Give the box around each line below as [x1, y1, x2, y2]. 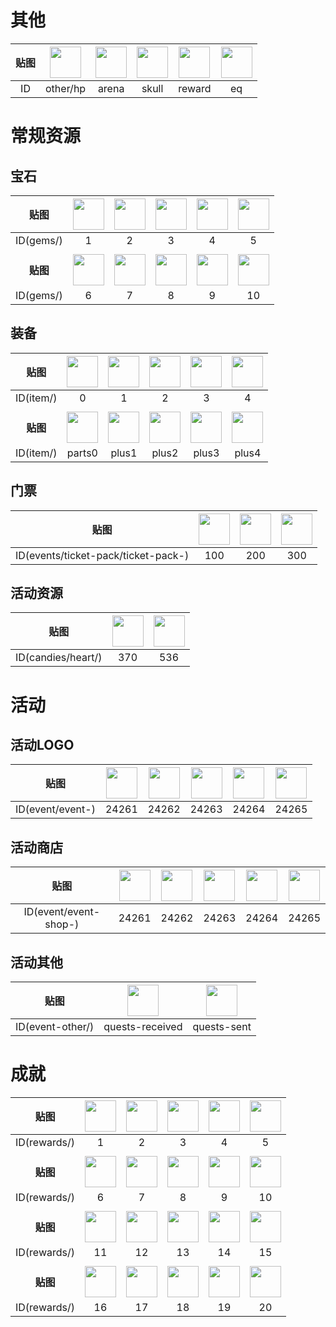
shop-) [44, 917, 80, 931]
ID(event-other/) [15, 1020, 95, 1033]
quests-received [103, 1020, 183, 1033]
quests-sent [192, 1020, 252, 1033]
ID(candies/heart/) [15, 651, 103, 665]
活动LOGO [10, 736, 75, 753]
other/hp [45, 81, 87, 95]
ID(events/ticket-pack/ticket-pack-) [15, 548, 190, 562]
